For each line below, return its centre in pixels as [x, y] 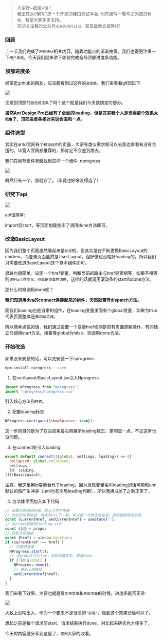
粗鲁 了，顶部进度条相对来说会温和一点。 [45, 119]
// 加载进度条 [22, 547]
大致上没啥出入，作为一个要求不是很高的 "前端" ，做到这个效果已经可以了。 [79, 613]
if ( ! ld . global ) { [28, 560]
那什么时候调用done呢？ [29, 289]
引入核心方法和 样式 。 [26, 401]
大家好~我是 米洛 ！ [35, 8]
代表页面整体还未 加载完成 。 [32, 316]
